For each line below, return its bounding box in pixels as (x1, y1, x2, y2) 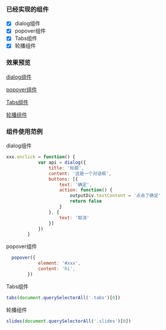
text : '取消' (59, 215, 90, 221)
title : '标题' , (48, 165, 84, 171)
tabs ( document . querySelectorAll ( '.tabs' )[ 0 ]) (6, 294, 120, 301)
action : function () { (59, 187, 113, 193)
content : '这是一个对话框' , (48, 171, 111, 177)
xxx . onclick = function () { (6, 154, 76, 160)
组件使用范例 (6, 127, 43, 136)
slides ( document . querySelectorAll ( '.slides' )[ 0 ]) (6, 318, 132, 324)
